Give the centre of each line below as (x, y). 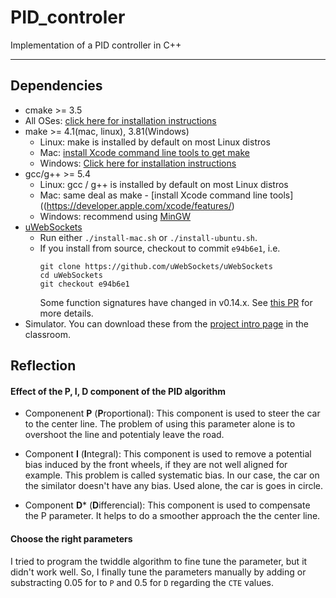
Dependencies (56, 86)
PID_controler (68, 17)
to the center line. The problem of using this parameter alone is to (160, 424)
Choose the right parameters (71, 538)
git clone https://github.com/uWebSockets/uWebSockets (156, 266)
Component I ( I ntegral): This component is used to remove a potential (168, 454)
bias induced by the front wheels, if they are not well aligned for (156, 465)
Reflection (43, 366)
